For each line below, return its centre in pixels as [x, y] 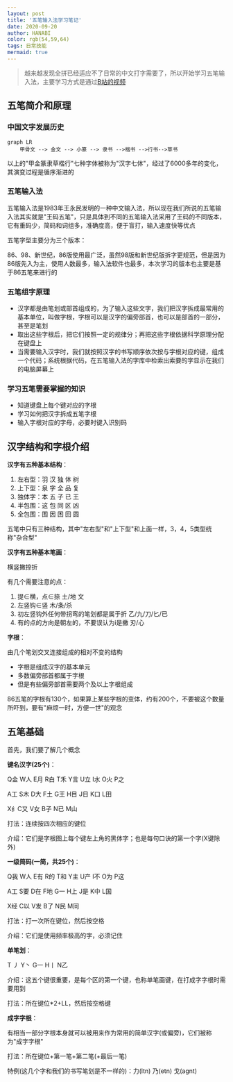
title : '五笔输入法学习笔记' [44, 20]
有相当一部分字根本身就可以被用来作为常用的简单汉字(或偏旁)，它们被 [107, 1033]
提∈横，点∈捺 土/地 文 [51, 597]
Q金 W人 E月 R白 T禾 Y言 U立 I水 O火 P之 [66, 779]
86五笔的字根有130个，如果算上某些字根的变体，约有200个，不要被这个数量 [116, 699]
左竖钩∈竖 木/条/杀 [45, 606]
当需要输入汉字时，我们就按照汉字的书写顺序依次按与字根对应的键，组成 [120, 352]
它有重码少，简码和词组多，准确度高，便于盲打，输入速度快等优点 [101, 225]
